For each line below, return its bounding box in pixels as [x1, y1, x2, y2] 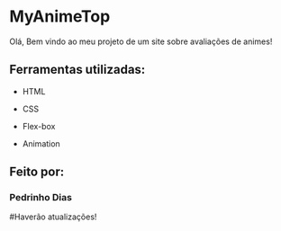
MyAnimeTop [9, 6, 111, 27]
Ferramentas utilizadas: [9, 62, 146, 77]
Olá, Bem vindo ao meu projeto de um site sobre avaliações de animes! [9, 36, 273, 47]
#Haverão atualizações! [9, 211, 97, 222]
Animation [22, 138, 60, 149]
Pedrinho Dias [9, 191, 72, 204]
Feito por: [9, 164, 65, 180]
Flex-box [22, 120, 56, 131]
